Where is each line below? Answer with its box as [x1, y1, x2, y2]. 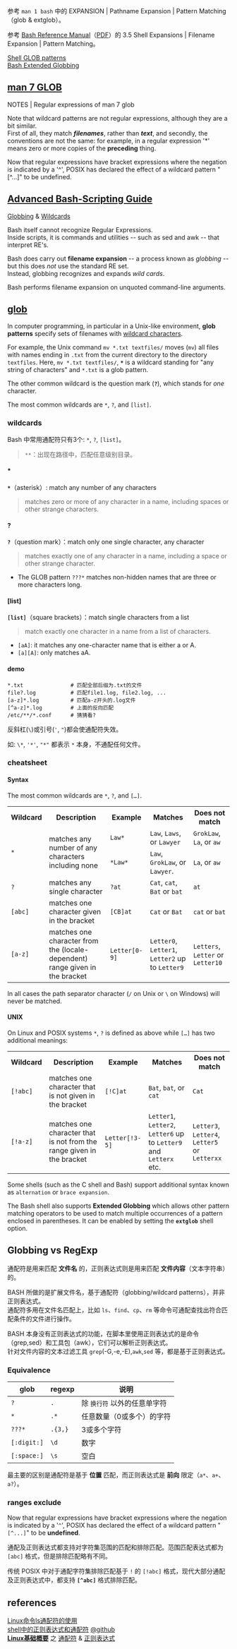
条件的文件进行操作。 [13, 1314, 75, 1323]
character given [49, 906, 102, 916]
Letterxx [193, 1154, 222, 1162]
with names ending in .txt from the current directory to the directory [7, 351, 207, 359]
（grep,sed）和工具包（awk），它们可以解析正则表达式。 [7, 1338, 172, 1347]
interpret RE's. [7, 240, 49, 249]
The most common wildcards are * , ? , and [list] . [7, 400, 152, 409]
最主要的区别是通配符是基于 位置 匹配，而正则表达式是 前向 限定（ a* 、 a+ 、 [7, 1470, 225, 1479]
